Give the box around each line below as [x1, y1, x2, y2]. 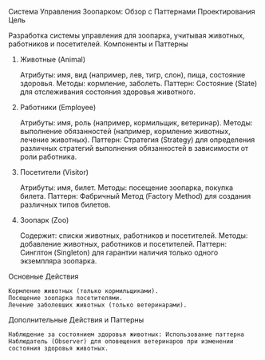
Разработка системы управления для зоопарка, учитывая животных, [8, 31, 245, 40]
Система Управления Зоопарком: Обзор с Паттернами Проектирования [8, 7, 255, 16]
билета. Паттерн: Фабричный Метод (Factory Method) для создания [19, 192, 251, 200]
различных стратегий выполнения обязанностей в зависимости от [19, 144, 249, 152]
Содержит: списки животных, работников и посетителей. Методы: [19, 231, 248, 240]
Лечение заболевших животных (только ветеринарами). [8, 301, 188, 309]
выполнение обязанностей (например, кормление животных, [19, 127, 231, 136]
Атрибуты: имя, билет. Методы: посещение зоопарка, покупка [19, 183, 234, 192]
